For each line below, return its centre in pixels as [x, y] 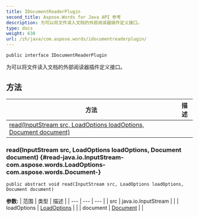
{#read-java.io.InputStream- [82, 157]
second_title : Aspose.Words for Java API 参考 [64, 17]
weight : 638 [21, 34]
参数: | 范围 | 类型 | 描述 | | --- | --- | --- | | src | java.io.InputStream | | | [92, 201]
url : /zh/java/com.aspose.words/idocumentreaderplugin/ [76, 39]
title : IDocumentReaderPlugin [44, 12]
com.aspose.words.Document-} [54, 172]
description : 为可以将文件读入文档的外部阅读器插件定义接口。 [74, 22]
